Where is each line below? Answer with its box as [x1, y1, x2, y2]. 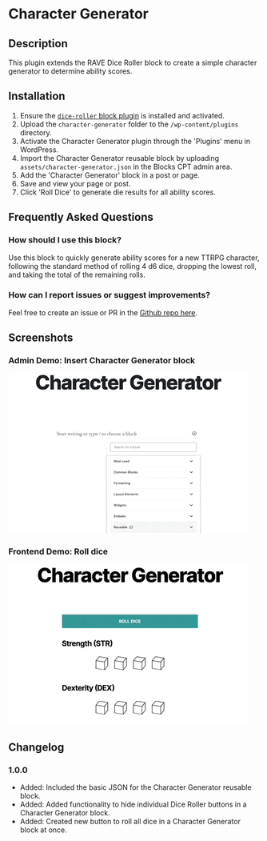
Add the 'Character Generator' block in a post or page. [19, 170, 200, 180]
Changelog [8, 741, 65, 755]
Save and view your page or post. [19, 178, 131, 188]
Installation [8, 90, 66, 103]
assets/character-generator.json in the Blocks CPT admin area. [19, 162, 233, 171]
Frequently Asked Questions [8, 210, 154, 224]
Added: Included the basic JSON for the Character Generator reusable [19, 783, 252, 792]
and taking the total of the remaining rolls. [8, 270, 145, 279]
